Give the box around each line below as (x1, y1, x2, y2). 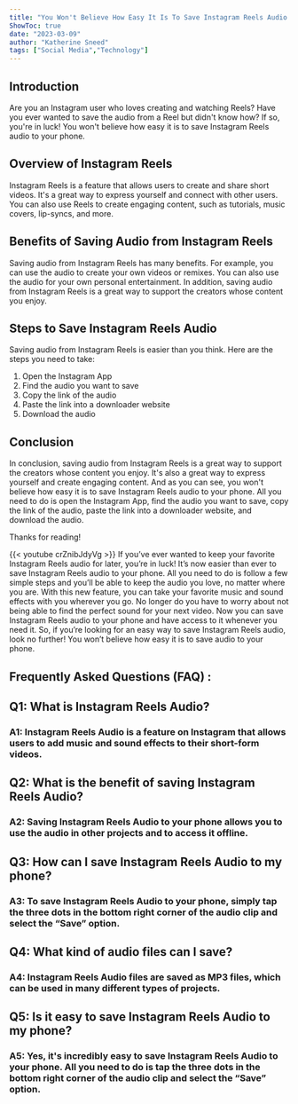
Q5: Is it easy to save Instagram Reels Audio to (9, 1009, 271, 1025)
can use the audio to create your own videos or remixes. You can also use (9, 267, 279, 278)
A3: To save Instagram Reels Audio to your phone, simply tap (9, 895, 278, 907)
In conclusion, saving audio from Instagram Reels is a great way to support (9, 458, 282, 469)
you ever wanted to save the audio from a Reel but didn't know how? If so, (9, 112, 280, 122)
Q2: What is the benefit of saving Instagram (9, 776, 255, 791)
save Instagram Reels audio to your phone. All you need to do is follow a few (9, 568, 288, 579)
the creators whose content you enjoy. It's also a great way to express (9, 468, 266, 478)
